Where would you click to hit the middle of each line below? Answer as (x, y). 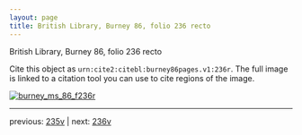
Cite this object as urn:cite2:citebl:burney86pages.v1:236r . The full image (149, 69)
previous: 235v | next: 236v (61, 121)
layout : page (34, 17)
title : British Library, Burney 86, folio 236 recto (110, 26)
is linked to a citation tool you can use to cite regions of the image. (132, 78)
